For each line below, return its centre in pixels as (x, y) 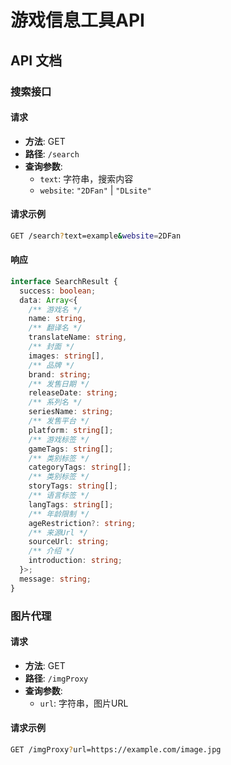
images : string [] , (66, 356)
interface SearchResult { (64, 281)
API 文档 (36, 60)
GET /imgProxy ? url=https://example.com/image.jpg (116, 750)
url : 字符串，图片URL (84, 703)
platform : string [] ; (71, 430)
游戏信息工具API (77, 20)
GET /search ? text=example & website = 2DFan (96, 236)
